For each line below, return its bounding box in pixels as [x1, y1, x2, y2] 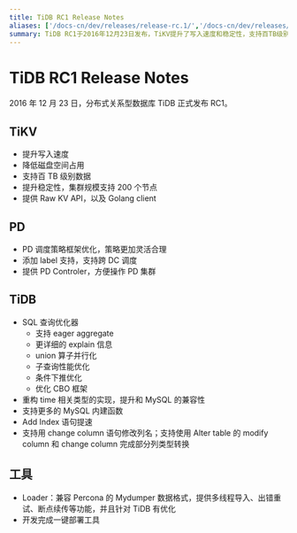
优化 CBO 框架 [34, 382, 88, 394]
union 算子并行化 [34, 350, 97, 360]
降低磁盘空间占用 [21, 160, 85, 171]
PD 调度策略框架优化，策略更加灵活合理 [21, 243, 167, 254]
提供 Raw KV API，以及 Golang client [21, 193, 156, 204]
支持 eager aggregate [34, 328, 114, 338]
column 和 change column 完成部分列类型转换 [21, 438, 190, 449]
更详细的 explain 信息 [34, 338, 113, 350]
